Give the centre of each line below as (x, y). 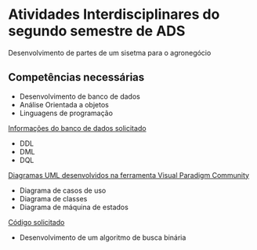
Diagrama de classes (53, 198)
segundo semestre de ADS (97, 31)
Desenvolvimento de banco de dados (80, 96)
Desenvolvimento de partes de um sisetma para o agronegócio (110, 53)
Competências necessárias (76, 77)
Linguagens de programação (66, 113)
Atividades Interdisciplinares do (114, 14)
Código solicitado (36, 222)
